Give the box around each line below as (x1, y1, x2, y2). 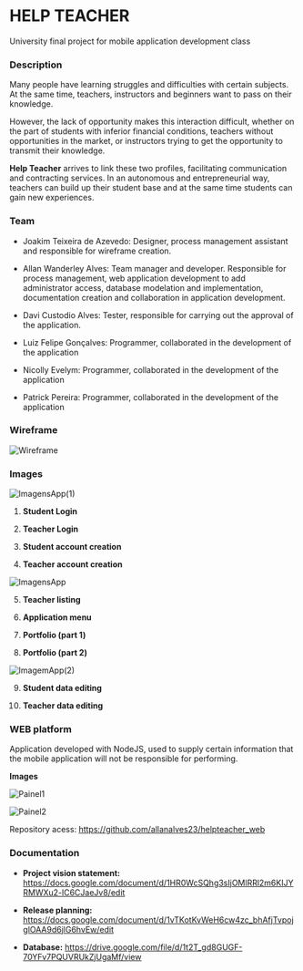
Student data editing (22, 683, 103, 694)
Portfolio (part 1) (22, 630, 86, 641)
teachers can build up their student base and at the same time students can (9, 182, 293, 193)
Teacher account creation (22, 559, 123, 570)
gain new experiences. (9, 192, 95, 203)
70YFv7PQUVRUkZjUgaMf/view (22, 951, 142, 962)
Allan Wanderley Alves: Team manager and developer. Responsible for (22, 263, 287, 274)
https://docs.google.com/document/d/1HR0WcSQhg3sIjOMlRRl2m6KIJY (22, 877, 294, 888)
